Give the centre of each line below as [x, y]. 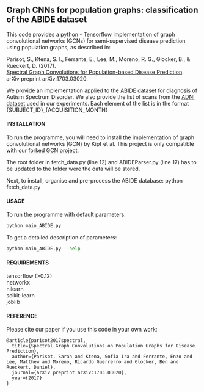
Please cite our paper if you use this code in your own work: [82, 330]
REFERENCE [22, 316]
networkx [18, 283]
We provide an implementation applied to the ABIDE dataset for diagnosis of [102, 90]
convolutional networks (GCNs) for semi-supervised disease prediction [96, 41]
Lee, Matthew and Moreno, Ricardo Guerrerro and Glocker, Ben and [93, 362]
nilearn [15, 289]
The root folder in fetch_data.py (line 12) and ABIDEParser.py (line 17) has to [101, 162]
